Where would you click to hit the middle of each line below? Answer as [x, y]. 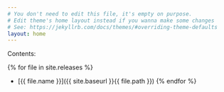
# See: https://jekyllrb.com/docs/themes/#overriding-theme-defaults [113, 27]
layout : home [27, 34]
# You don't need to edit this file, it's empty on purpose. [100, 14]
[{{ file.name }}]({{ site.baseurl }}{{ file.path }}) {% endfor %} [107, 81]
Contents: [22, 54]
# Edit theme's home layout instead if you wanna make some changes [111, 21]
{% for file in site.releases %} [50, 67]
